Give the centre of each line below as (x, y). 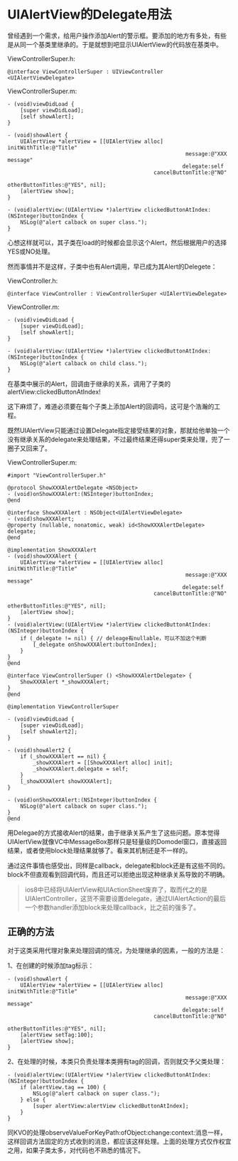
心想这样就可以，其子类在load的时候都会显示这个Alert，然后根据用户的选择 (117, 242)
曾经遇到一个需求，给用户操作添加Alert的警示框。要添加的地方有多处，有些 (117, 36)
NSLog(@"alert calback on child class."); (84, 363)
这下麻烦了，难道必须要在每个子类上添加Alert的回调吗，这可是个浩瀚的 (111, 406)
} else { (33, 1100)
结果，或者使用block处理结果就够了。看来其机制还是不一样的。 (99, 850)
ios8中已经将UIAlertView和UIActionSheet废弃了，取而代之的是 (116, 890)
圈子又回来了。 (29, 448)
